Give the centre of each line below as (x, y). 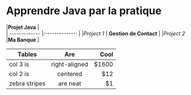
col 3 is (19, 64)
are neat (70, 83)
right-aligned (70, 64)
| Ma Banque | (23, 40)
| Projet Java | (23, 27)
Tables (27, 54)
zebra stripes (27, 83)
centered (70, 74)
